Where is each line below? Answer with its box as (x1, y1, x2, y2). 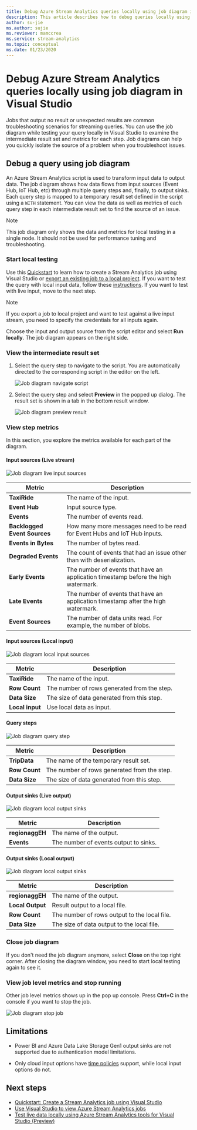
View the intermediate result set (6, 348, 100, 357)
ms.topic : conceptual (6, 42, 59, 48)
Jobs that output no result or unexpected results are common (6, 116, 155, 123)
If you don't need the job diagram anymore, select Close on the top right (6, 951, 181, 958)
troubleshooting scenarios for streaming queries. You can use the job (6, 123, 174, 130)
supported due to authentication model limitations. (14, 1048, 137, 1055)
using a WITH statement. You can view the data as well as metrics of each (6, 199, 182, 206)
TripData (9, 756, 34, 764)
